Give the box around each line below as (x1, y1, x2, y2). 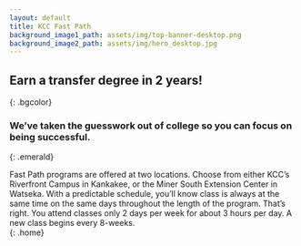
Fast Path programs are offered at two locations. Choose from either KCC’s (9, 169, 290, 180)
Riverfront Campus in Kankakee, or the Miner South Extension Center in (9, 179, 278, 190)
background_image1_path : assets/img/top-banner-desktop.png (9, 30, 243, 39)
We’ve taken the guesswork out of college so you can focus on (9, 119, 293, 132)
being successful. (9, 130, 91, 143)
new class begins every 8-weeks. (9, 218, 135, 229)
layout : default (9, 13, 71, 23)
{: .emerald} (9, 151, 55, 162)
